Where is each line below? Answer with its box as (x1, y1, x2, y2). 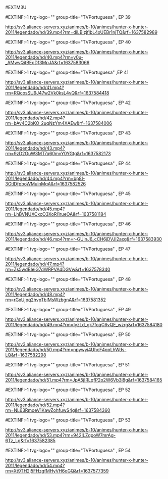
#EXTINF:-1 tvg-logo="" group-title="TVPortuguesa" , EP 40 (5, 39, 131, 45)
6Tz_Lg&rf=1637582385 (5, 438, 56, 444)
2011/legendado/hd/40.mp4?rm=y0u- (5, 54, 83, 60)
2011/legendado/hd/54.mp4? (5, 462, 65, 468)
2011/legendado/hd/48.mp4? (5, 292, 66, 297)
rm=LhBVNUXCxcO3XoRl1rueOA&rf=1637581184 (5, 211, 106, 217)
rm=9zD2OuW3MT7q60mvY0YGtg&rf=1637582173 (5, 151, 111, 156)
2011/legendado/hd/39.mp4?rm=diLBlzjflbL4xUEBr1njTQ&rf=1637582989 (5, 29, 158, 35)
